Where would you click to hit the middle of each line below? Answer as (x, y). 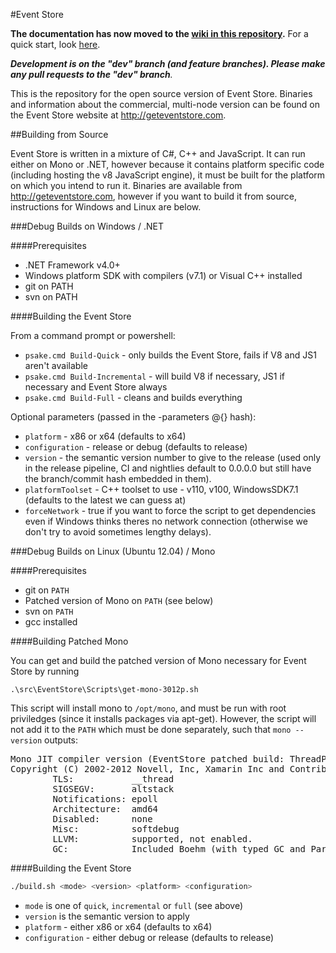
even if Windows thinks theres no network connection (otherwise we (166, 521)
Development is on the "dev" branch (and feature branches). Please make (168, 63)
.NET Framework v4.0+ (72, 265)
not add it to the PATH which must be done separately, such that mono (151, 729)
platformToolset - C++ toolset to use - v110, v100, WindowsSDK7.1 (161, 489)
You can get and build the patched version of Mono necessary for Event (158, 660)
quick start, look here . (55, 44)
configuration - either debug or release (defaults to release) (149, 937)
